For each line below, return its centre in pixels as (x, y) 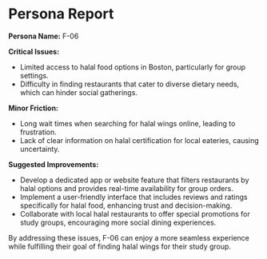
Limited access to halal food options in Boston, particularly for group (133, 67)
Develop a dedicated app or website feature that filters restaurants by (134, 180)
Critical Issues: (34, 51)
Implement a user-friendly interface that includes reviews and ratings (133, 197)
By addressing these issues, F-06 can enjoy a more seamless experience (129, 237)
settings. (34, 75)
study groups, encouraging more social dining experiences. (118, 222)
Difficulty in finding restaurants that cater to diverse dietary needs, (130, 84)
